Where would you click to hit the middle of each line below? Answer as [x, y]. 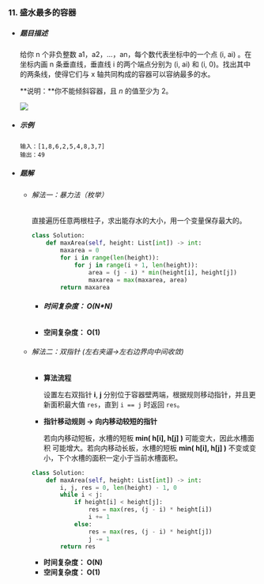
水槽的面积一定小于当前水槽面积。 [126, 457]
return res [78, 546]
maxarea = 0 [79, 251]
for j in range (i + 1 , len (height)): [136, 265]
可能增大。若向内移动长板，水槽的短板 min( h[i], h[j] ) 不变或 [151, 448]
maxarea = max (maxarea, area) [138, 280]
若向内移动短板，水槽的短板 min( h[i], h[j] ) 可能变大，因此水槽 [145, 438]
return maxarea [85, 287]
